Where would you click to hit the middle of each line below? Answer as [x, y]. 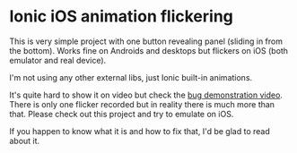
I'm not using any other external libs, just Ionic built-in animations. [131, 77]
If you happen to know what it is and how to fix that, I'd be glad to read [140, 131]
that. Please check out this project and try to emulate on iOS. [122, 114]
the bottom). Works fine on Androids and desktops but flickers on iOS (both [149, 50]
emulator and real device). [58, 60]
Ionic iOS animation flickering [121, 17]
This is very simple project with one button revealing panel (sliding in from [146, 41]
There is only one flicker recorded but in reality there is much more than [142, 104]
